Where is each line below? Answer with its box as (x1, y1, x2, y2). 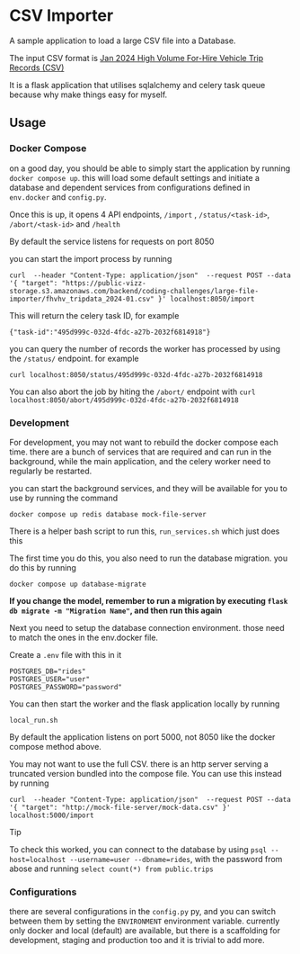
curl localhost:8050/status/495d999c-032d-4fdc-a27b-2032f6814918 (9, 370, 263, 379)
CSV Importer (9, 5, 114, 26)
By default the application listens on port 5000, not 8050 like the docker (9, 731, 276, 742)
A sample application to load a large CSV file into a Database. (9, 35, 236, 46)
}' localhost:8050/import (157, 294, 255, 303)
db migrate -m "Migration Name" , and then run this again (9, 605, 223, 616)
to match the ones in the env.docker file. (9, 632, 159, 643)
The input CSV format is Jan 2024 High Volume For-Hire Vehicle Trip (9, 52, 264, 63)
